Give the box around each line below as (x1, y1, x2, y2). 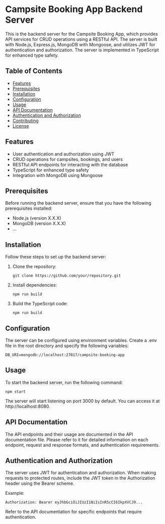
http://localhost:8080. (5, 403, 50, 409)
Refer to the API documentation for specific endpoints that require (5, 509, 142, 515)
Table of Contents (5, 67, 63, 75)
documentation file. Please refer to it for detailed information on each (5, 436, 148, 443)
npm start (5, 389, 26, 394)
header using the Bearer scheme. (5, 480, 74, 486)
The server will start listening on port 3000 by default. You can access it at (5, 398, 160, 404)
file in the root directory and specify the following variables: (5, 343, 129, 348)
